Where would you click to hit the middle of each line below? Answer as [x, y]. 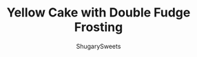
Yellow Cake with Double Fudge [98, 13]
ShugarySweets [98, 46]
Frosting [98, 27]
